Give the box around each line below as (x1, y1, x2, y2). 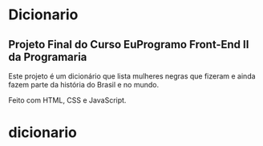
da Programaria (8, 50, 87, 63)
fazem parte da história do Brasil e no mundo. (8, 80, 160, 89)
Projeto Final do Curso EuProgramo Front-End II (8, 38, 249, 51)
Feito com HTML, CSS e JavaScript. (8, 95, 127, 105)
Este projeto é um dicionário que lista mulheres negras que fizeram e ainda (8, 71, 256, 81)
